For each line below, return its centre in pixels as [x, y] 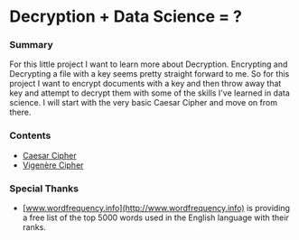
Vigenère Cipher [53, 165]
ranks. [34, 227]
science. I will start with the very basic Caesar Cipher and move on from [144, 103]
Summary [32, 45]
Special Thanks [44, 189]
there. [20, 112]
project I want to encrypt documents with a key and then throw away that [145, 84]
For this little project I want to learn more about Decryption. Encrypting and [149, 64]
